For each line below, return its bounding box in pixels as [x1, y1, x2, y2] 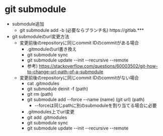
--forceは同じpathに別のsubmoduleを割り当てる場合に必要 [34, 102, 157, 108]
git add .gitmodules [27, 114, 67, 120]
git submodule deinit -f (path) [27, 86, 89, 92]
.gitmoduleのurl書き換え [27, 46, 77, 52]
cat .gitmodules [27, 80, 59, 86]
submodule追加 [12, 21, 45, 27]
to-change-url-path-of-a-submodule [27, 69, 104, 75]
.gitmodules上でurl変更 [27, 108, 75, 114]
